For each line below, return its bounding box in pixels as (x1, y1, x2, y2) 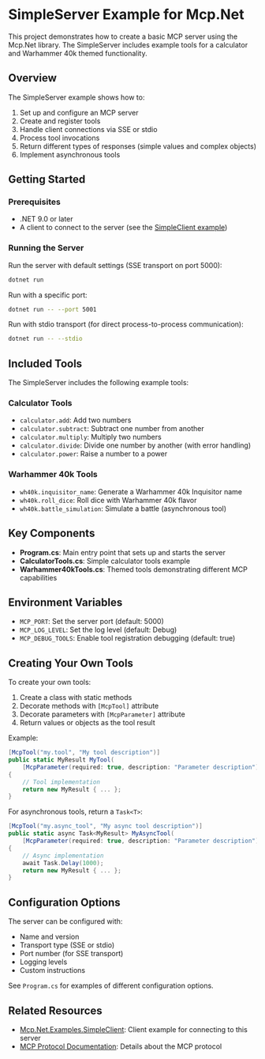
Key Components (8, 527, 95, 540)
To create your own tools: (8, 678, 91, 687)
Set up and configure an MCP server (19, 108, 140, 117)
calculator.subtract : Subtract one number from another (19, 424, 205, 433)
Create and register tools (19, 116, 101, 126)
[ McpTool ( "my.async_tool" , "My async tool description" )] (8, 823, 203, 830)
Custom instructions (19, 966, 85, 975)
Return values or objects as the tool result (19, 718, 155, 728)
